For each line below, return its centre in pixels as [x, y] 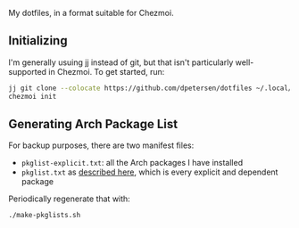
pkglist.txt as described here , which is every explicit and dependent [149, 172]
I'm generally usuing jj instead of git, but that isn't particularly [121, 62]
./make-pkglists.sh [45, 216]
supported [27, 71]
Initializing [38, 41]
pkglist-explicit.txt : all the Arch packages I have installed [132, 163]
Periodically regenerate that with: [69, 199]
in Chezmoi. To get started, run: [106, 71]
